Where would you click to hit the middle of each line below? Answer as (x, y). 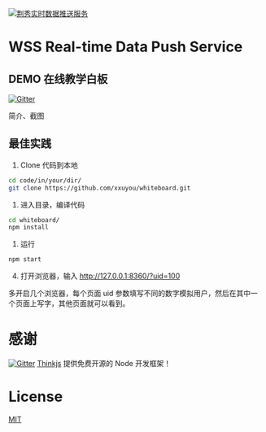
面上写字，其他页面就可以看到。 (76, 303)
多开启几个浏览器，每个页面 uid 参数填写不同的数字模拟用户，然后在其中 (130, 294)
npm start (25, 260)
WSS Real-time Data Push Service (126, 47)
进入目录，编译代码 (52, 204)
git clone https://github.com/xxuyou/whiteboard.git (100, 188)
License (36, 397)
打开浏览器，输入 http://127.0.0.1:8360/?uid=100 (100, 276)
